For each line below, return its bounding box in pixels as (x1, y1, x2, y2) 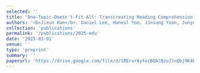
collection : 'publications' (6, 25, 76, 31)
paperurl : (6, 58, 31, 64)
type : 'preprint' (6, 47, 49, 53)
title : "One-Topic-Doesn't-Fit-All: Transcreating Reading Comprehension (6, 14, 193, 20)
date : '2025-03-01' (6, 36, 55, 42)
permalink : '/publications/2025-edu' (6, 31, 100, 36)
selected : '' (6, 8, 39, 15)
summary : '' (6, 52, 36, 58)
